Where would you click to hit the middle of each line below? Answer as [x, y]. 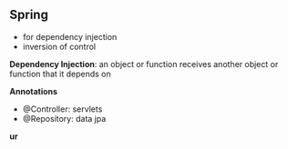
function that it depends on [60, 74]
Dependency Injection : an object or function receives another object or [144, 64]
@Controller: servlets [62, 109]
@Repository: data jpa [64, 118]
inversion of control [59, 46]
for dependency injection [70, 36]
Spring [29, 15]
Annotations [33, 91]
